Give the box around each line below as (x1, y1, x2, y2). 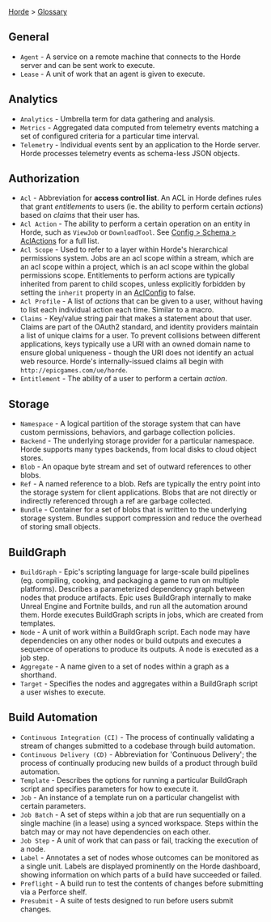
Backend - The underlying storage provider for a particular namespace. (19, 436, 255, 446)
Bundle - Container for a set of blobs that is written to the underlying (19, 505, 248, 515)
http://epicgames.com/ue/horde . (19, 365, 128, 375)
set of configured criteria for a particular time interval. (19, 131, 200, 141)
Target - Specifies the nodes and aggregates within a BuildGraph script (19, 679, 258, 689)
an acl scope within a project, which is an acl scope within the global (19, 262, 249, 272)
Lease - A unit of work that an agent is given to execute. (19, 69, 205, 79)
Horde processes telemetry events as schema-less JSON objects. (19, 148, 240, 158)
